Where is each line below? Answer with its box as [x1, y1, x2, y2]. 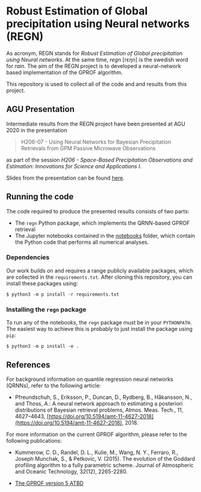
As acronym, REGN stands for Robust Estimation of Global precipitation [6, 49, 183, 56]
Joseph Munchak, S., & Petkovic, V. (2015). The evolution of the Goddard [14, 455, 196, 462]
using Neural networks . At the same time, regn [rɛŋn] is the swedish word [6, 56, 188, 63]
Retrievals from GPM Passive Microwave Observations [20, 144, 156, 151]
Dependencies [6, 254, 50, 262]
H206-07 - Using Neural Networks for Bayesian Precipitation [20, 138, 171, 145]
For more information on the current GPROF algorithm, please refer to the [6, 431, 187, 438]
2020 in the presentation [6, 126, 67, 133]
